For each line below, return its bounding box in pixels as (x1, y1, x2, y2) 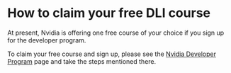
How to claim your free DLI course (7, 5, 211, 21)
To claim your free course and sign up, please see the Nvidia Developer (7, 50, 216, 58)
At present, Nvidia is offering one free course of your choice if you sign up (7, 28, 225, 37)
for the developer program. (7, 35, 86, 44)
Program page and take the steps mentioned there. (7, 57, 157, 65)
